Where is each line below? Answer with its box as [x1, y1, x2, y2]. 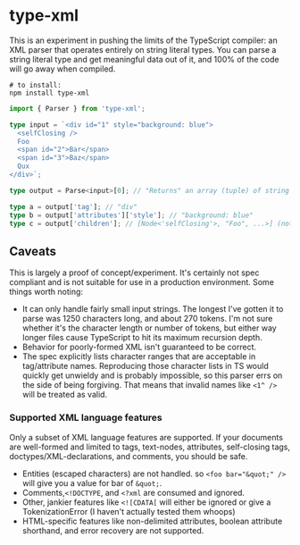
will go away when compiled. [9, 63, 116, 74]
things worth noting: [9, 287, 83, 298]
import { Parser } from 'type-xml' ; [9, 104, 146, 113]
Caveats [9, 243, 56, 259]
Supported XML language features [9, 412, 162, 424]
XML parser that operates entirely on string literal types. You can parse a [9, 44, 277, 54]
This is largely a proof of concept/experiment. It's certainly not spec [9, 267, 260, 278]
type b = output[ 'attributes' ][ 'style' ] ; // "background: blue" [9, 211, 254, 220]
